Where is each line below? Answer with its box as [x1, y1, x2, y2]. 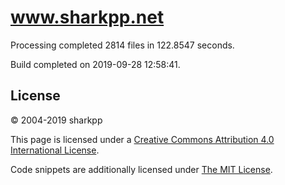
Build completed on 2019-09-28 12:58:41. [10, 58, 181, 70]
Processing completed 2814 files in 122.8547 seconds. [10, 39, 235, 51]
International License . [10, 144, 100, 156]
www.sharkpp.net [10, 6, 165, 29]
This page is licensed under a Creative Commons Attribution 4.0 [10, 133, 275, 145]
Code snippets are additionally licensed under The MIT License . [10, 163, 273, 175]
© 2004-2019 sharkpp [10, 114, 103, 126]
